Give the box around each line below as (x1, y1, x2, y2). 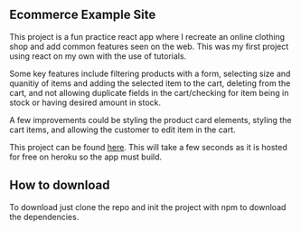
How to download (9, 178, 110, 193)
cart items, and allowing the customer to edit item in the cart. (9, 124, 237, 135)
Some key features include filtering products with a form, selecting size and (9, 68, 291, 79)
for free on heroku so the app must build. (9, 151, 163, 162)
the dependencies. (9, 211, 80, 222)
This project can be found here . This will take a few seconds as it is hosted (9, 141, 287, 152)
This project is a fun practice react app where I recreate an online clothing (9, 31, 286, 42)
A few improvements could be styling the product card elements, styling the (9, 114, 292, 125)
